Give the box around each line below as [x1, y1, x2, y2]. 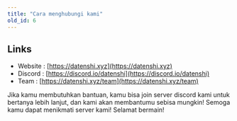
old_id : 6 [7, 17, 37, 24]
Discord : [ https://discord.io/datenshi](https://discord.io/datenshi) [17, 69, 210, 78]
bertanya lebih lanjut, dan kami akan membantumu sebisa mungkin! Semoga [7, 98, 231, 107]
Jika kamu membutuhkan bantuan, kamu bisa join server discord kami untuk [7, 91, 231, 99]
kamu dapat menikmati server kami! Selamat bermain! [7, 105, 165, 114]
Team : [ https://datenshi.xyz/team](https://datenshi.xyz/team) [17, 77, 199, 86]
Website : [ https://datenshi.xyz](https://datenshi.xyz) [17, 62, 172, 71]
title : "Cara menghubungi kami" [7, 10, 103, 18]
